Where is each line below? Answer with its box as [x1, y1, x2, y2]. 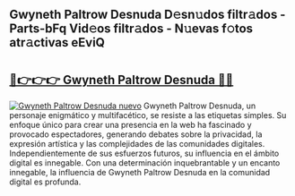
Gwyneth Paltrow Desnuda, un [143, 100, 256, 111]
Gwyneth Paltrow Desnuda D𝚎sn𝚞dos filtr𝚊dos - [9, 7, 286, 22]
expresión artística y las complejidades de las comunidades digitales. [9, 139, 265, 149]
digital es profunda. [9, 176, 82, 187]
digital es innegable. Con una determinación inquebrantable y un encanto [9, 158, 281, 168]
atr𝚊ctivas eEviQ [9, 35, 106, 50]
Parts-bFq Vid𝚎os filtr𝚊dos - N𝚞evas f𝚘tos [9, 21, 254, 37]
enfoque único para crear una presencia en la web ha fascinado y [9, 120, 253, 130]
